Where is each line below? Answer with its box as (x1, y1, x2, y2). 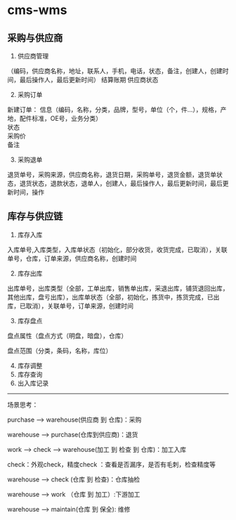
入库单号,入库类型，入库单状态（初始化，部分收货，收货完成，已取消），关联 (7, 245, 228, 254)
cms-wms (7, 2, 67, 18)
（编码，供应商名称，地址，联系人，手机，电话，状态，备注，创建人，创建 (7, 67, 223, 75)
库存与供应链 (7, 210, 63, 223)
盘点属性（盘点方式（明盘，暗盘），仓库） (7, 331, 128, 339)
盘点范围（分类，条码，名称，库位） (7, 346, 112, 355)
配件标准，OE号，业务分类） (19, 115, 103, 122)
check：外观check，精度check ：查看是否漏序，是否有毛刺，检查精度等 (7, 460, 216, 469)
